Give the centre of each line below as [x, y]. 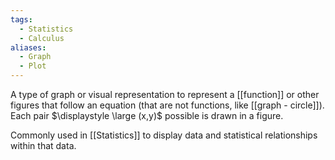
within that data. [43, 145]
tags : [21, 19]
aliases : [28, 47]
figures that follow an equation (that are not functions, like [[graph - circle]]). [167, 105]
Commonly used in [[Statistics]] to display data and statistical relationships [164, 135]
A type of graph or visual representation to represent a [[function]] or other [165, 94]
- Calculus [42, 38]
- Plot [33, 66]
